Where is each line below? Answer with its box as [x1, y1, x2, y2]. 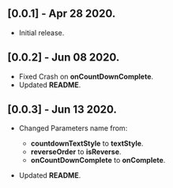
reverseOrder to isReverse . [30, 147, 122, 157]
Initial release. [18, 28, 65, 37]
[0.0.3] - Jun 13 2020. [7, 103, 118, 116]
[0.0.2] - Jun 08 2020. [7, 51, 120, 65]
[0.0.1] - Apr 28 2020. [7, 7, 116, 20]
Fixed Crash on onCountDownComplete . [18, 72, 154, 81]
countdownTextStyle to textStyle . [30, 138, 144, 149]
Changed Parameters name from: [18, 123, 128, 133]
